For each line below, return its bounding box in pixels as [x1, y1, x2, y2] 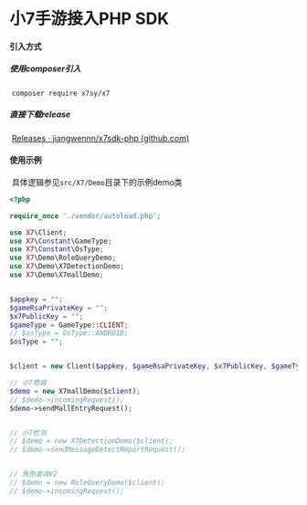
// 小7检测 [9, 428, 48, 437]
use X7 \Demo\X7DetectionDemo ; [9, 262, 125, 271]
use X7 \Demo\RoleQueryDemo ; [9, 253, 117, 263]
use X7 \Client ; [9, 227, 68, 237]
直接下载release [9, 109, 71, 120]
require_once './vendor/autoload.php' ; [9, 211, 162, 220]
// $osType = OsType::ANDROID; [9, 329, 129, 338]
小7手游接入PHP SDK [9, 8, 169, 29]
